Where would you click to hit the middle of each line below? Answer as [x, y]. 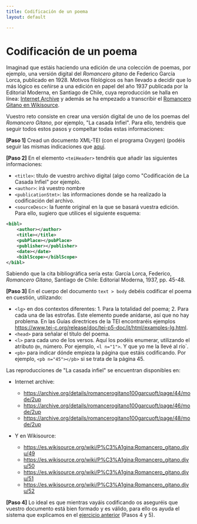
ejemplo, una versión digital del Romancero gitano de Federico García [91, 74]
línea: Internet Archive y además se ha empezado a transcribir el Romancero [99, 99]
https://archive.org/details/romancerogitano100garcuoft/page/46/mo [107, 406]
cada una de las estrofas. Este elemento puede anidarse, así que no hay [102, 315]
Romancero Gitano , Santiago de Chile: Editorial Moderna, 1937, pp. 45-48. [96, 280]
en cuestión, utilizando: [34, 297]
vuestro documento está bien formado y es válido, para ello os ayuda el [93, 509]
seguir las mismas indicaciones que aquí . [56, 147]
